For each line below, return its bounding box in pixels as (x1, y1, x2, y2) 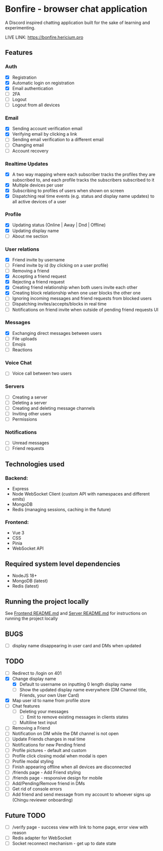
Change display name (12, 676, 56, 682)
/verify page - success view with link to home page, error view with (12, 824, 148, 830)
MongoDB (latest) (12, 578, 48, 584)
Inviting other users (12, 410, 51, 417)
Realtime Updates (5, 160, 48, 167)
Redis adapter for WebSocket (12, 835, 72, 841)
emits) (12, 496, 25, 502)
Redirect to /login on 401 (12, 670, 62, 676)
